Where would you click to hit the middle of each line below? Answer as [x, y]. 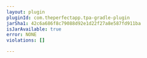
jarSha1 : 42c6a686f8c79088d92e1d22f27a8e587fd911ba [73, 23]
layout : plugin [26, 12]
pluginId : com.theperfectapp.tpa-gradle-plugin [68, 18]
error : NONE [21, 35]
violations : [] [26, 40]
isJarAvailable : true [34, 29]
